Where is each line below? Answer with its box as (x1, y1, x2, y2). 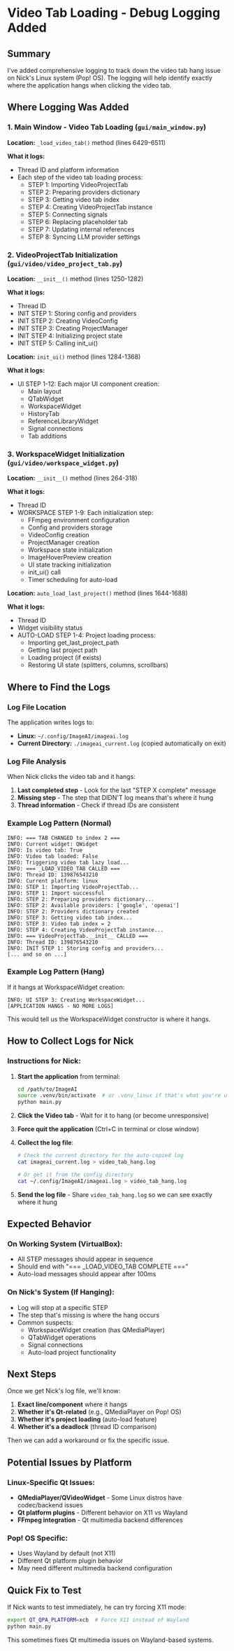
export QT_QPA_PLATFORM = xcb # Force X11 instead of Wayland (7, 1617, 189, 1624)
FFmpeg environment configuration (27, 516, 130, 525)
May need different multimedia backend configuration (17, 1564, 173, 1573)
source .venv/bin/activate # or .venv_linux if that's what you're (17, 1092, 221, 1099)
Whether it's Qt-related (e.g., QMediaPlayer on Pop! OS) (17, 1408, 182, 1416)
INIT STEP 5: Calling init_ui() (17, 338, 98, 347)
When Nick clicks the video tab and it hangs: (7, 773, 136, 781)
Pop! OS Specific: (7, 1533, 68, 1543)
